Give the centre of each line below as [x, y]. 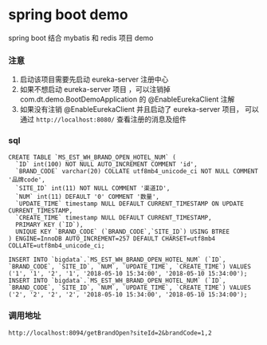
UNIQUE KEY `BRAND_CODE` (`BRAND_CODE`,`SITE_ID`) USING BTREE [122, 232]
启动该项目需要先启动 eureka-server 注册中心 [94, 79]
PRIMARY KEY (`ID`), [49, 224]
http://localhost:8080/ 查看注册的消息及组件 [111, 119]
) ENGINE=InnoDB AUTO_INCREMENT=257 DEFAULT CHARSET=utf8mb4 [112, 238]
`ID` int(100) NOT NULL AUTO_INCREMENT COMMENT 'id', [106, 164]
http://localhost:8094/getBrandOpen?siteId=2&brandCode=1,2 [110, 333]
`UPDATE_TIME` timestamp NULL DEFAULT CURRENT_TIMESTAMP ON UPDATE [130, 204]
